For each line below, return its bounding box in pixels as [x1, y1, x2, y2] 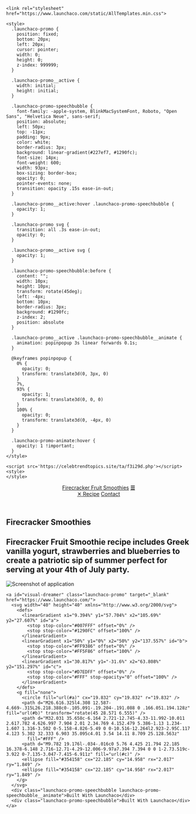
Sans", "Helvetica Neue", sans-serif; [6, 114, 101, 119]
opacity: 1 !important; [16, 443, 75, 449]
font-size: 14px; [16, 155, 59, 161]
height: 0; [16, 57, 43, 63]
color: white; [16, 139, 51, 145]
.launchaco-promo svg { [11, 222, 69, 228]
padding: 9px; [16, 134, 51, 140]
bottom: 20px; [16, 36, 51, 42]
